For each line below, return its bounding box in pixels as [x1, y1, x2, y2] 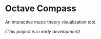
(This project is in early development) [5, 28, 81, 34]
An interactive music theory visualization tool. [5, 19, 97, 25]
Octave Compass [5, 3, 77, 14]
